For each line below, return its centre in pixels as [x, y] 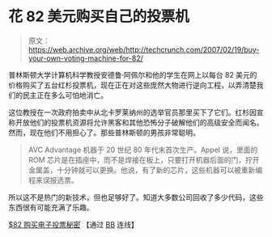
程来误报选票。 [53, 180]
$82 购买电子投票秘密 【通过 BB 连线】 [74, 224]
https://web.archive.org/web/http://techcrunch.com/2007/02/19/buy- [144, 49]
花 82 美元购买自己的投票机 [99, 17]
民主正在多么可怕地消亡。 [65, 95]
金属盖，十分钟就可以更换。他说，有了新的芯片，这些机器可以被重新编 [145, 170]
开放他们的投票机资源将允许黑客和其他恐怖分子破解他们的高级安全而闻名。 [139, 122]
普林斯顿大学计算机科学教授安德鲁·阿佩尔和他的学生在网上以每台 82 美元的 [133, 74]
